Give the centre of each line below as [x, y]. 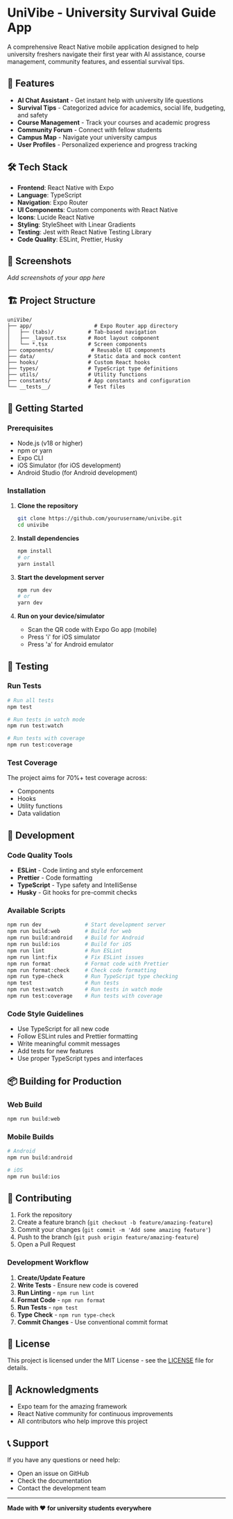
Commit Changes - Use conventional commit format [93, 1322]
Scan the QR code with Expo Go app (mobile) [92, 630]
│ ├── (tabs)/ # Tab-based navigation [82, 332]
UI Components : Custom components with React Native [97, 209]
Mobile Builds [31, 1137]
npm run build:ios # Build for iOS [69, 944]
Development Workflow [48, 1262]
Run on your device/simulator [61, 616]
